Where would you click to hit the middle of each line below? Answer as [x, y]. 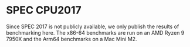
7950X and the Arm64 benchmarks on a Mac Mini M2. [72, 39]
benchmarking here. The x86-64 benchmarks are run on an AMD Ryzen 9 [95, 32]
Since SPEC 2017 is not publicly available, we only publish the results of [93, 26]
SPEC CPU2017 [44, 10]
